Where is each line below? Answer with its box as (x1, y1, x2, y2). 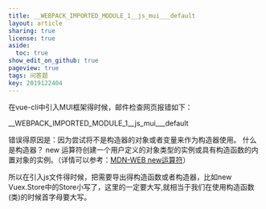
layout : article (8, 19, 63, 27)
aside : (8, 42, 31, 50)
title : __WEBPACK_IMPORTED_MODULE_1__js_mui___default (8, 11, 196, 20)
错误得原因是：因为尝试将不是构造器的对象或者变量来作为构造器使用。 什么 (8, 134, 257, 145)
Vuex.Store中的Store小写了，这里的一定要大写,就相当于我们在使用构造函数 (8, 182, 255, 191)
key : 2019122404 (8, 79, 63, 87)
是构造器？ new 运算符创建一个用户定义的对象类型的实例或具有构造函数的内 (8, 145, 259, 154)
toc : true (15, 49, 48, 57)
